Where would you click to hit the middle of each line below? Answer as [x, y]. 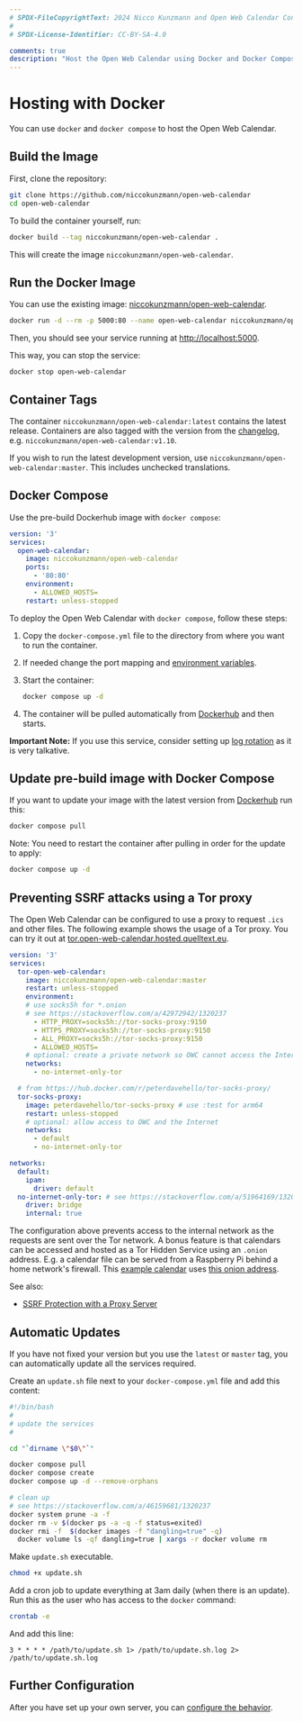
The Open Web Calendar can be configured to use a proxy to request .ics [147, 919]
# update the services [52, 1424]
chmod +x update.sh [46, 1573]
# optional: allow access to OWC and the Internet [122, 1122]
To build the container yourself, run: [75, 221]
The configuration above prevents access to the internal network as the [142, 1231]
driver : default [63, 1188]
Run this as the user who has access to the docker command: [123, 1600]
